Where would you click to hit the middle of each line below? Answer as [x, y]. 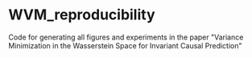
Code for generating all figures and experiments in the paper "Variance [126, 37]
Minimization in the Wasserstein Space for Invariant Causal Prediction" [125, 45]
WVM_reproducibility [82, 15]
